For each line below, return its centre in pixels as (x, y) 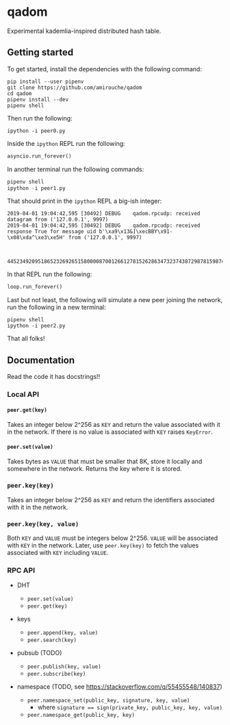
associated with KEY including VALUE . (58, 552)
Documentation (41, 360)
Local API (23, 394)
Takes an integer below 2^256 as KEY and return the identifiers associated (111, 500)
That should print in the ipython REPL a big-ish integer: (85, 201)
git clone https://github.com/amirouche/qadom (75, 87)
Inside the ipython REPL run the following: (66, 143)
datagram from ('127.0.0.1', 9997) (58, 220)
